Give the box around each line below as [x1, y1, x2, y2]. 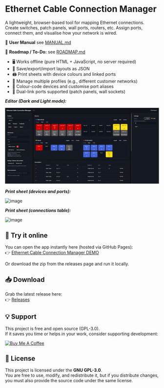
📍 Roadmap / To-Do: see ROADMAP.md [5, 49, 85, 55]
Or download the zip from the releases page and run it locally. [5, 261, 129, 267]
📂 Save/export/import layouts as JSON [12, 65, 90, 71]
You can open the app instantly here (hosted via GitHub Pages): [5, 244, 133, 250]
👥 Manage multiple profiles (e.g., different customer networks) [12, 78, 138, 84]
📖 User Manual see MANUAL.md [5, 39, 72, 45]
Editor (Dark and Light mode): [5, 98, 67, 104]
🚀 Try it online [5, 231, 48, 239]
